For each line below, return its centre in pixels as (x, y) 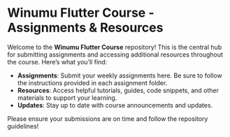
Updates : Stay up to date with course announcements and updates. (115, 105)
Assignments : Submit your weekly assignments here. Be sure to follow (120, 75)
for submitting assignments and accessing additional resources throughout (115, 55)
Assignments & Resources (85, 28)
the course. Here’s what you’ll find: (57, 62)
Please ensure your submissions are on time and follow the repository (108, 118)
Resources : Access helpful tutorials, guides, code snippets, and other (118, 90)
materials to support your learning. (67, 98)
